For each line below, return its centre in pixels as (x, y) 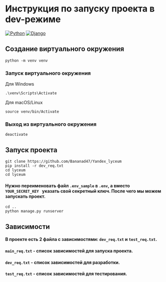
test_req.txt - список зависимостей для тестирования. (66, 274)
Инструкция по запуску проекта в (80, 9)
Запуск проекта (31, 150)
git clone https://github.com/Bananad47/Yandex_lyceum (63, 162)
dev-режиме (33, 19)
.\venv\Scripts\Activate (31, 93)
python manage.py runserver (34, 211)
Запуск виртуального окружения (48, 73)
